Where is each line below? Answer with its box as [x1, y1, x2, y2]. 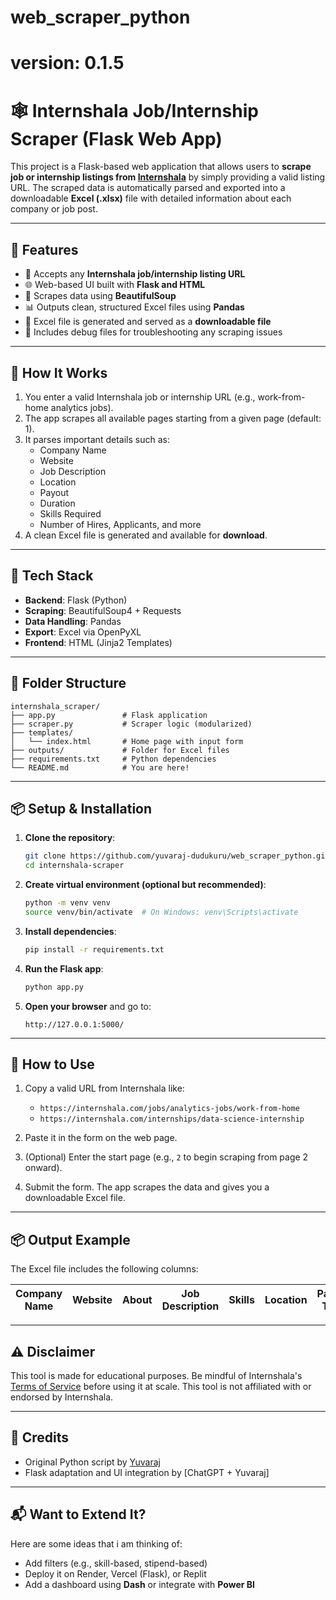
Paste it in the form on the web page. [24, 1132, 178, 1144]
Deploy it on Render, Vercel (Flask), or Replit [24, 1567, 207, 1580]
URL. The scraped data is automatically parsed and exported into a [10, 182, 286, 194]
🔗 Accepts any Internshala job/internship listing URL [24, 268, 246, 280]
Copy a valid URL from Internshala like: [24, 1082, 185, 1095]
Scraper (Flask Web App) [10, 127, 223, 150]
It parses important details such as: [24, 433, 170, 445]
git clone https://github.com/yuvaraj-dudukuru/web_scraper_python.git [24, 851, 330, 861]
